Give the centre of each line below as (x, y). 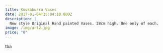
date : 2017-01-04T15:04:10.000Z (39, 14)
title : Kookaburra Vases (31, 10)
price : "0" (16, 32)
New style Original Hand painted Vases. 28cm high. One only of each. (84, 23)
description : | (21, 19)
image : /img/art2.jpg (28, 28)
